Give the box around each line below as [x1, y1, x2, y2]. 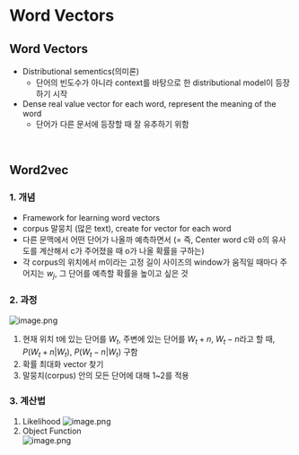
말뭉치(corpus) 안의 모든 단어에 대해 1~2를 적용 [22, 370, 189, 381]
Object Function [22, 425, 83, 436]
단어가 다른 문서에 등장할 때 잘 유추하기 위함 [35, 118, 189, 129]
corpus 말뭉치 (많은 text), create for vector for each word [22, 223, 232, 233]
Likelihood [22, 416, 61, 426]
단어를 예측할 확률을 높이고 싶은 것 [68, 267, 189, 278]
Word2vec [9, 162, 69, 178]
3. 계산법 [9, 395, 47, 407]
